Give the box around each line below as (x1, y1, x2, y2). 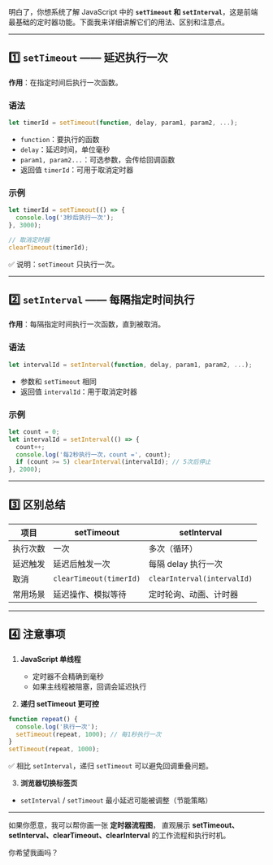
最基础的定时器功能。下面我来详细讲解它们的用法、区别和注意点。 (8, 17, 229, 27)
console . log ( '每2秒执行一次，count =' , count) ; (15, 450, 171, 459)
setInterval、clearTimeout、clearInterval (8, 831, 150, 841)
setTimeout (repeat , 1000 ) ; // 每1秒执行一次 (15, 730, 162, 738)
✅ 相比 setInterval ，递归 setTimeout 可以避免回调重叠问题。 (8, 761, 213, 771)
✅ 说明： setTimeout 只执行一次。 (8, 259, 119, 269)
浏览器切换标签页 (19, 778, 78, 788)
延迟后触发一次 (53, 559, 111, 569)
